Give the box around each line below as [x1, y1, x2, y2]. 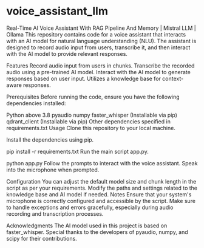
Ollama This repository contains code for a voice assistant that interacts [6, 30, 186, 38]
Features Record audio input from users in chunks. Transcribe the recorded [6, 62, 195, 69]
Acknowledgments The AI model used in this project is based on [6, 222, 168, 229]
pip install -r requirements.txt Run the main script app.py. [6, 148, 149, 155]
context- [161, 75, 184, 82]
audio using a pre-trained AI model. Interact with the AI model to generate [6, 68, 191, 75]
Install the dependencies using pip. [6, 136, 94, 143]
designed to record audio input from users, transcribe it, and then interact [6, 44, 191, 51]
